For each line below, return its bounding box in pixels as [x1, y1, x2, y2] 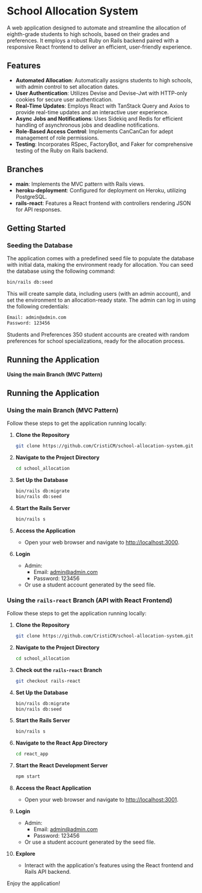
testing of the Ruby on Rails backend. [15, 147, 108, 154]
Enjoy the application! [7, 880, 61, 887]
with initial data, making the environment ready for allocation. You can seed [7, 261, 194, 269]
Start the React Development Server [15, 762, 108, 769]
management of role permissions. [15, 134, 99, 141]
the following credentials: [7, 303, 70, 310]
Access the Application [15, 527, 76, 534]
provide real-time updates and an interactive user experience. [15, 108, 169, 115]
